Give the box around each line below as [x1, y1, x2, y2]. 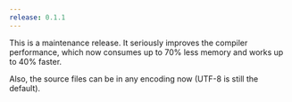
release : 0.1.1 [9, 12, 66, 22]
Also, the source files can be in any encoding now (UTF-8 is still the [9, 73, 259, 84]
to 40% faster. [9, 56, 63, 67]
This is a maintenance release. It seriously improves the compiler [9, 37, 248, 48]
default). [9, 82, 41, 93]
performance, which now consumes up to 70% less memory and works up [9, 46, 284, 58]
